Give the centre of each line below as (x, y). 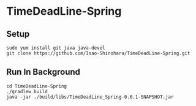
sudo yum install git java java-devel (56, 48)
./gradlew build (27, 91)
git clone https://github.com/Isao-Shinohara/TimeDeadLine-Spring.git (98, 53)
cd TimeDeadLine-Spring (37, 86)
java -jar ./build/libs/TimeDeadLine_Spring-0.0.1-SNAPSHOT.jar (90, 97)
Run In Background (43, 72)
